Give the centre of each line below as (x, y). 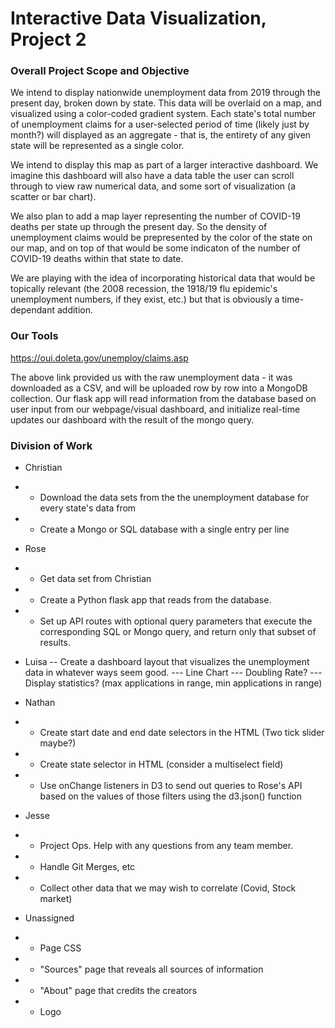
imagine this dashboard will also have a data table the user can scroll (152, 176)
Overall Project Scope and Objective (100, 71)
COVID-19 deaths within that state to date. (97, 259)
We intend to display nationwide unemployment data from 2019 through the (165, 93)
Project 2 (48, 39)
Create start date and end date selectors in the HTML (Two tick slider (182, 733)
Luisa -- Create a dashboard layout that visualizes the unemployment (167, 662)
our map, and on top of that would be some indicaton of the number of (155, 248)
